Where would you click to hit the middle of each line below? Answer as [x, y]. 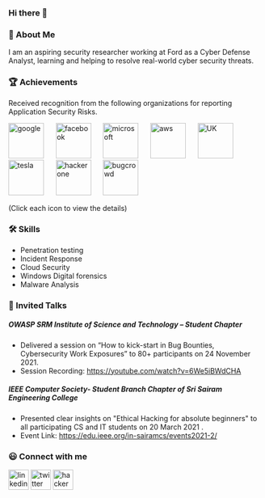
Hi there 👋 [28, 13]
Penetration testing [52, 250]
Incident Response [51, 259]
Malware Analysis [49, 284]
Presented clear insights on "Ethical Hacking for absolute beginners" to [139, 418]
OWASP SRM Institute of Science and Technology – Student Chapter [125, 325]
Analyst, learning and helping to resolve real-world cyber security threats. [131, 61]
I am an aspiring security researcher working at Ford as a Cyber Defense [129, 53]
